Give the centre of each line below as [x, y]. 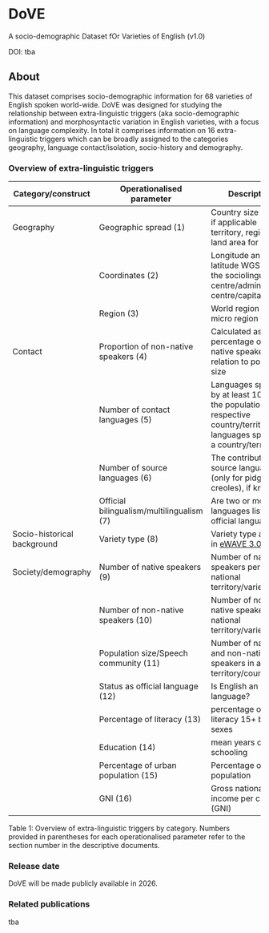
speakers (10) [126, 620]
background [35, 544]
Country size [235, 212]
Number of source [133, 468]
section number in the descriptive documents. [84, 846]
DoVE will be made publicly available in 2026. [83, 883]
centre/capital [237, 296]
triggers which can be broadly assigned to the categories [134, 139]
